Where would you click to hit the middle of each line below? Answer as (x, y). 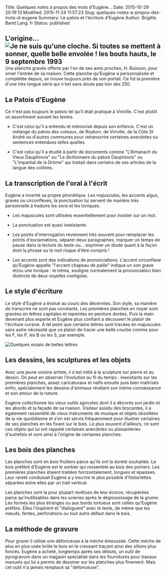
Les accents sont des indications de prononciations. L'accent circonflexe (86, 260)
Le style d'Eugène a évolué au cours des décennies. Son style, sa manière (81, 303)
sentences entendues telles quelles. (49, 142)
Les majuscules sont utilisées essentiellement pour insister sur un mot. (84, 216)
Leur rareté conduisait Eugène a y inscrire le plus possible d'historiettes (78, 477)
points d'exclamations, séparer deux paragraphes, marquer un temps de (86, 240)
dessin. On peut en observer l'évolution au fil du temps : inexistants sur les (81, 377)
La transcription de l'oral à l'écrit (56, 183)
